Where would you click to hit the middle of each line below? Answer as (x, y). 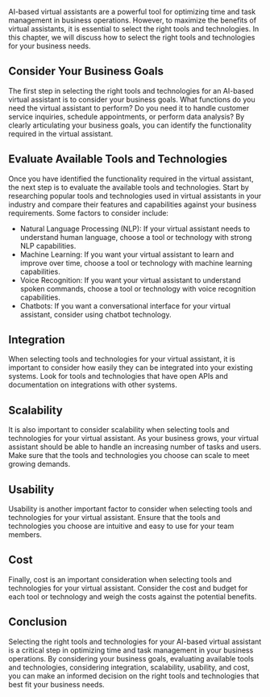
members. (25, 535)
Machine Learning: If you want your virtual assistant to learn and (127, 254)
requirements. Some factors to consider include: (89, 212)
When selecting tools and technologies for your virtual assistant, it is (122, 359)
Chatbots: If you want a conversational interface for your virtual (125, 305)
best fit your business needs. (56, 684)
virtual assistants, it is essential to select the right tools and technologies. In (134, 29)
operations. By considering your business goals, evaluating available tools (131, 658)
